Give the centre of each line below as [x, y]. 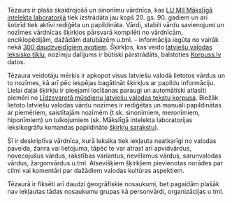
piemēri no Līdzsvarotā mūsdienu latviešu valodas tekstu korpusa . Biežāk [113, 98]
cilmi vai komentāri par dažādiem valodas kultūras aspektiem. [96, 171]
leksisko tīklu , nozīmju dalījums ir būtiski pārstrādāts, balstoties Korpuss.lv [114, 54]
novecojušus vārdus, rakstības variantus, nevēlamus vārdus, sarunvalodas [114, 156]
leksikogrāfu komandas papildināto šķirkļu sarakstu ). [83, 127]
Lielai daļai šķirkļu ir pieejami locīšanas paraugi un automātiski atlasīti [107, 90]
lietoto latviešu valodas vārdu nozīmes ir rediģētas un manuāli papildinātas [115, 105]
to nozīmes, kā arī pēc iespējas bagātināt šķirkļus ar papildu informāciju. [111, 83]
